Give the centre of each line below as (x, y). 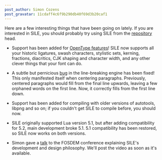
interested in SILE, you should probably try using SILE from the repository (78, 33)
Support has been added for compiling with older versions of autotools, (83, 103)
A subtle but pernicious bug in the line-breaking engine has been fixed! (83, 73)
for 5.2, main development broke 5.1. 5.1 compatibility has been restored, (84, 128)
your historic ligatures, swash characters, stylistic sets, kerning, (76, 53)
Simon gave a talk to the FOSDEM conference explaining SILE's (75, 142)
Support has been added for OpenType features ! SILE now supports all (83, 48)
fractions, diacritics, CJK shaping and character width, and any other (81, 58)
